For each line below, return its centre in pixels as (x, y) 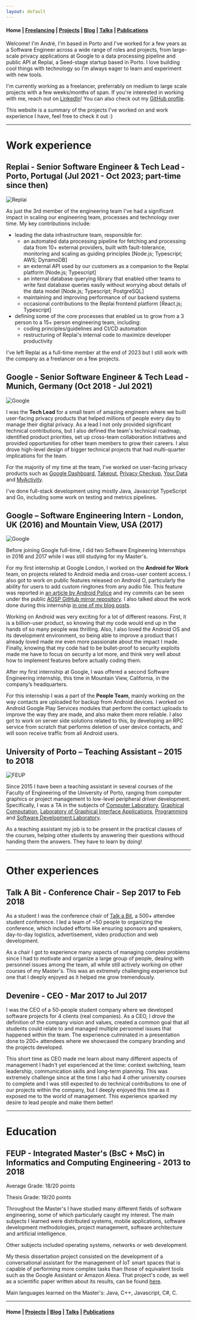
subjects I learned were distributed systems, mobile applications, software (96, 1221)
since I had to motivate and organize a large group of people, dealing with (95, 958)
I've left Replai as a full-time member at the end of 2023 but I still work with (97, 352)
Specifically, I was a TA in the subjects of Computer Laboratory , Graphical (95, 805)
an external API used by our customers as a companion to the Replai (106, 266)
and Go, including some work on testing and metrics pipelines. (81, 497)
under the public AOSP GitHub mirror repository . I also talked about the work (98, 599)
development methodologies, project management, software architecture (94, 1228)
